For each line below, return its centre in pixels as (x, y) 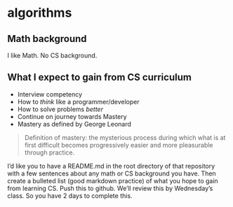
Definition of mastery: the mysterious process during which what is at (125, 137)
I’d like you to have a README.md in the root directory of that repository (111, 166)
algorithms (40, 13)
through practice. (49, 152)
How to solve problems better (60, 109)
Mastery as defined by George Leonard (74, 124)
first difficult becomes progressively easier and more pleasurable (119, 145)
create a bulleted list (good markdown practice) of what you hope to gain (113, 180)
